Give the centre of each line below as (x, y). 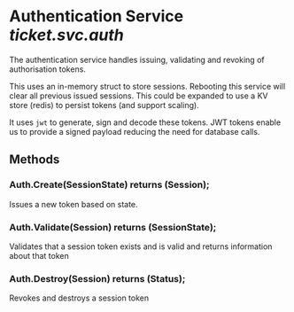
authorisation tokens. (48, 69)
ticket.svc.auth (66, 35)
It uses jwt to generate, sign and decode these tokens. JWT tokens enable (145, 122)
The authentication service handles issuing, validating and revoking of (137, 59)
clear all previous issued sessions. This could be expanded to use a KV (139, 96)
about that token (39, 255)
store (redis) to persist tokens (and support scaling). (104, 105)
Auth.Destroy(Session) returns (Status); (97, 278)
